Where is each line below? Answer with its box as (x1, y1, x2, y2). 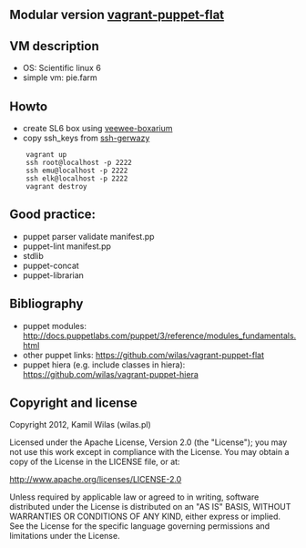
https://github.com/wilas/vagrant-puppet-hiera (22, 368, 199, 379)
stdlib (22, 250, 44, 261)
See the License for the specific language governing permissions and (9, 521, 270, 532)
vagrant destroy (25, 182, 88, 191)
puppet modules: (22, 320, 87, 331)
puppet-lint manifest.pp (22, 241, 112, 252)
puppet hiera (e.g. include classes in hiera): (22, 359, 186, 370)
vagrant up (25, 150, 67, 160)
